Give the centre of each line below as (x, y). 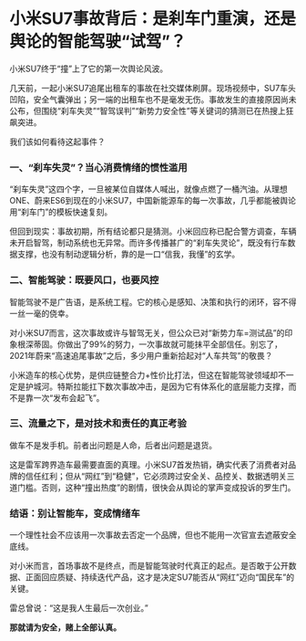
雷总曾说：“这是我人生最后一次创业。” (79, 608)
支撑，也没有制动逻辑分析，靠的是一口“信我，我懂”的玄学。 (128, 254)
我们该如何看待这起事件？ (57, 142)
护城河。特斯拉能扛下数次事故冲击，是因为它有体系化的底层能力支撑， (157, 386)
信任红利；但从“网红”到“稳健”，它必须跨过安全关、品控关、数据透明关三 (160, 476)
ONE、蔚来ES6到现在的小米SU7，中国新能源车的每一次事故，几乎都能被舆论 (153, 201)
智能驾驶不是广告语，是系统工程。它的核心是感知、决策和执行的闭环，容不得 (153, 301)
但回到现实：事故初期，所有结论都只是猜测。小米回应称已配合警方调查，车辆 (153, 231)
